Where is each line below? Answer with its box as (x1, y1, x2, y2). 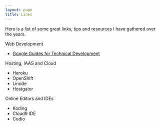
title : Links (5, 12, 32, 17)
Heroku (12, 69, 28, 75)
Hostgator (12, 85, 33, 91)
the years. (5, 31, 26, 37)
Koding (12, 105, 27, 111)
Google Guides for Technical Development (12, 50, 100, 56)
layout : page (5, 7, 32, 12)
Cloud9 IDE (12, 110, 36, 116)
